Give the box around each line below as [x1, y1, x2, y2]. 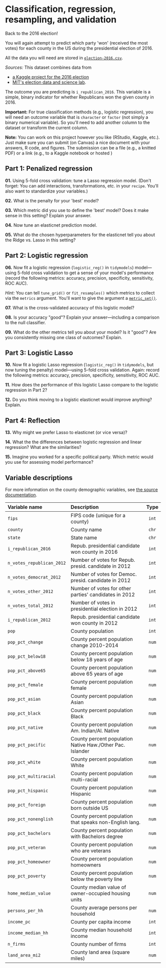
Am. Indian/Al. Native [71, 727, 120, 734]
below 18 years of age [71, 656, 123, 663]
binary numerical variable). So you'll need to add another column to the [5, 119, 150, 125]
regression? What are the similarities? [5, 444, 82, 450]
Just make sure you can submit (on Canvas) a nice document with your [5, 140, 150, 145]
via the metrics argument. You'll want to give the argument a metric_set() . [5, 295, 157, 301]
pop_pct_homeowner [7, 859, 51, 865]
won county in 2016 [71, 548, 118, 555]
